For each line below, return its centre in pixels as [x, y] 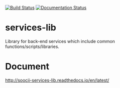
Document [27, 66]
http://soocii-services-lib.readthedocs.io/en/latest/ [57, 80]
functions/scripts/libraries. [32, 46]
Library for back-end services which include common [60, 41]
